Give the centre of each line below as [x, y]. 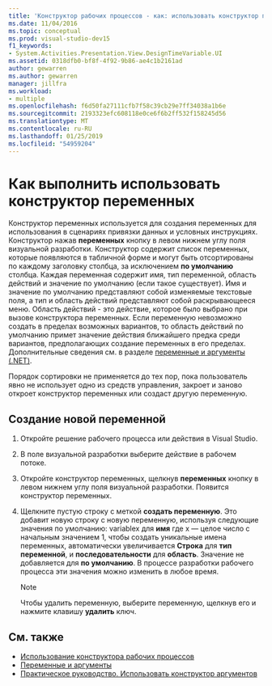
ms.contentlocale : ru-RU [50, 129]
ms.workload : [30, 91]
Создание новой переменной [87, 419]
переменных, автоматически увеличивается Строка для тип [126, 546]
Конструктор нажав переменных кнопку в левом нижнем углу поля [127, 240]
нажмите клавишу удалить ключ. [78, 612]
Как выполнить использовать [115, 184]
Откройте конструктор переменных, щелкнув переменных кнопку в [139, 479]
